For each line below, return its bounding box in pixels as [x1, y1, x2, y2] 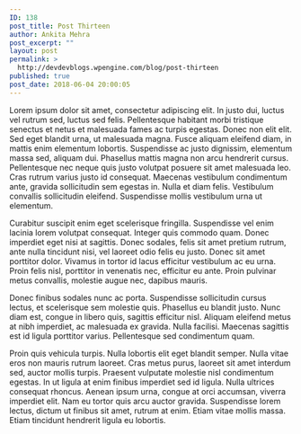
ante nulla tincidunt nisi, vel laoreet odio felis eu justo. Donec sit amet [9, 246, 266, 257]
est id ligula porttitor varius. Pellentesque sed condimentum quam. [9, 330, 255, 341]
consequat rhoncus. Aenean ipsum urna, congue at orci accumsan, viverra [9, 385, 286, 396]
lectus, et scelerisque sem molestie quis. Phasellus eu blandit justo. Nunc [9, 302, 281, 313]
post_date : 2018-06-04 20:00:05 [9, 80, 130, 89]
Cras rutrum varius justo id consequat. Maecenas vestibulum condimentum [9, 172, 288, 182]
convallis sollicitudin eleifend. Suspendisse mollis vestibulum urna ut [9, 190, 263, 201]
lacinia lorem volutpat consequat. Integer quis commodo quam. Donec [9, 226, 270, 238]
